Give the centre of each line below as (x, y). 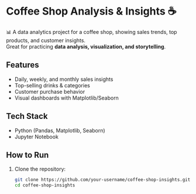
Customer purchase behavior (50, 91)
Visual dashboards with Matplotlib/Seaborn (66, 98)
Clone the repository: (40, 169)
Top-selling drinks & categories (52, 85)
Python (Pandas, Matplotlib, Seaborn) (60, 130)
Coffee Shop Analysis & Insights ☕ (91, 11)
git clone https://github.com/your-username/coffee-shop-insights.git (102, 180)
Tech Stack (27, 116)
